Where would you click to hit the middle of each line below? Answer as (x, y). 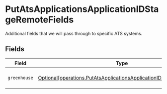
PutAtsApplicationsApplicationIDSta (82, 9)
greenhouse (20, 78)
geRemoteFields (40, 20)
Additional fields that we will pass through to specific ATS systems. (74, 33)
